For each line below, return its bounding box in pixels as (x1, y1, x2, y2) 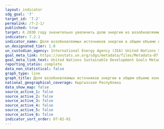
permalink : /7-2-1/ (5, 21, 45, 26)
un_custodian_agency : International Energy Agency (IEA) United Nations (5, 48, 156, 53)
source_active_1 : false (5, 89, 54, 94)
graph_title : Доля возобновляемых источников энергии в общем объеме (5, 76, 150, 80)
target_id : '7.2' (5, 16, 41, 21)
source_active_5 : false (5, 107, 54, 113)
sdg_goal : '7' (5, 12, 34, 17)
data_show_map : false (5, 84, 49, 90)
